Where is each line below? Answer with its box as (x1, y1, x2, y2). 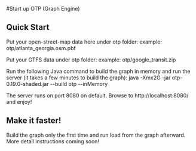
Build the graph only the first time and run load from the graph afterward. (6, 131, 186, 138)
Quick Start (6, 22, 50, 32)
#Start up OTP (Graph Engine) (6, 5, 80, 12)
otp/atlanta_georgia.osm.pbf (6, 44, 76, 51)
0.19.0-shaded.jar (6, 80, 49, 87)
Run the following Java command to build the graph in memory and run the (6, 67, 191, 75)
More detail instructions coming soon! (6, 137, 100, 145)
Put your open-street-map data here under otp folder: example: (6, 38, 163, 45)
